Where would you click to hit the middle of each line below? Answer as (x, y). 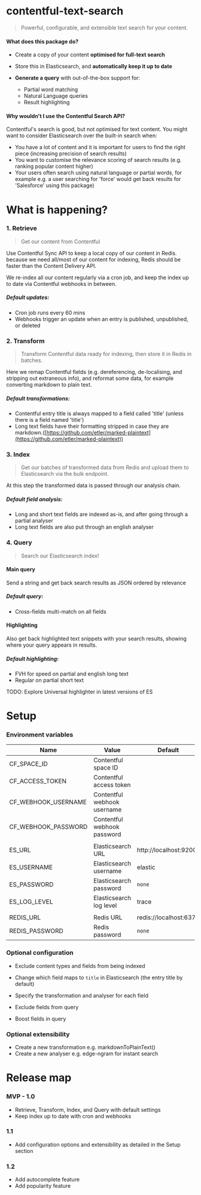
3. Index (18, 454)
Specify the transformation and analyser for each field (81, 995)
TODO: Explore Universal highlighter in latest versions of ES (80, 692)
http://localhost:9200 (167, 850)
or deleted (28, 325)
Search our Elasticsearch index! (60, 556)
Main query (21, 569)
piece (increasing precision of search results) (71, 153)
